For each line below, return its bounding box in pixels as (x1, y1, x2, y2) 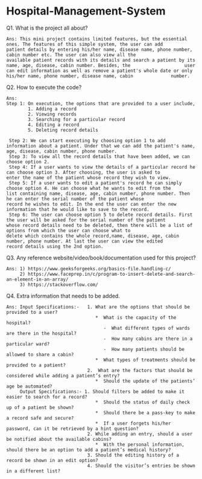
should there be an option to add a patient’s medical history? (6, 446, 171, 453)
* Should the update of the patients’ (95, 378, 196, 384)
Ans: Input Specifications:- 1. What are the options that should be (6, 304, 190, 310)
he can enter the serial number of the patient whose (6, 195, 145, 202)
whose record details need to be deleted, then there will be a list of (6, 222, 193, 228)
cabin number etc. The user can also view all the (6, 51, 136, 58)
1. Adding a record (28, 106, 77, 112)
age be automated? (6, 383, 52, 389)
